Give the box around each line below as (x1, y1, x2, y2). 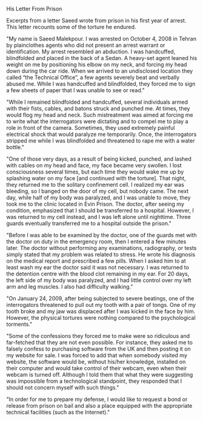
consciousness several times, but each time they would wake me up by (6, 168, 184, 175)
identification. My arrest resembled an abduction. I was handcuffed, (6, 48, 176, 55)
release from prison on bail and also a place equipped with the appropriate (6, 402, 193, 409)
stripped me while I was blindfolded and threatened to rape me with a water (6, 137, 195, 144)
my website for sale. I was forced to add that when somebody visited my (6, 352, 188, 359)
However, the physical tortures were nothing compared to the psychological (6, 314, 196, 321)
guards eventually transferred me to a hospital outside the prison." (6, 220, 171, 227)
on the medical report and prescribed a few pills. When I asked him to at (6, 257, 186, 264)
